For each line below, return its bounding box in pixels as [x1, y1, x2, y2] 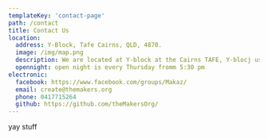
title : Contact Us [8, 26, 69, 34]
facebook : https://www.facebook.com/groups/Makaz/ [15, 78, 187, 86]
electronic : [8, 71, 48, 79]
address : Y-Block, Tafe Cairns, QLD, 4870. [15, 41, 162, 49]
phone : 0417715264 [15, 93, 77, 101]
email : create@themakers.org [15, 85, 112, 94]
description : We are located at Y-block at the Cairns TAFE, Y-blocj [15, 56, 251, 64]
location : [8, 33, 41, 42]
